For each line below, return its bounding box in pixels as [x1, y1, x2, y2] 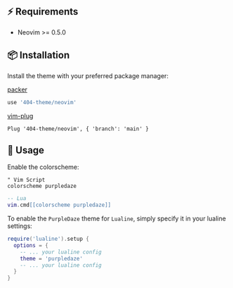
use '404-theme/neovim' [7, 99, 77, 106]
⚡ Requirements [7, 6, 79, 18]
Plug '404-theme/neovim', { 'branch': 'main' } [7, 125, 149, 132]
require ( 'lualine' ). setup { [7, 235, 90, 243]
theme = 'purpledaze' [20, 255, 83, 262]
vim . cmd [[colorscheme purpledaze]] [7, 201, 112, 209]
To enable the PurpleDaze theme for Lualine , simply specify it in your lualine [7, 214, 227, 223]
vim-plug [7, 111, 34, 120]
